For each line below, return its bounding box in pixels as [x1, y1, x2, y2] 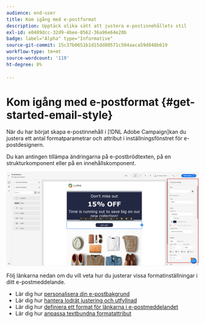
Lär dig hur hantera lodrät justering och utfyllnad [15, 297, 137, 304]
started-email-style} [6, 108, 113, 122]
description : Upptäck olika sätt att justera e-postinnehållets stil [6, 23, 187, 29]
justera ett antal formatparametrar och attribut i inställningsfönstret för [6, 135, 183, 142]
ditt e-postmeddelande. [6, 278, 66, 286]
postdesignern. [6, 141, 45, 149]
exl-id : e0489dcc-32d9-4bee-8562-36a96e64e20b [6, 29, 127, 35]
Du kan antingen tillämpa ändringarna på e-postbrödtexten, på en [6, 153, 171, 160]
